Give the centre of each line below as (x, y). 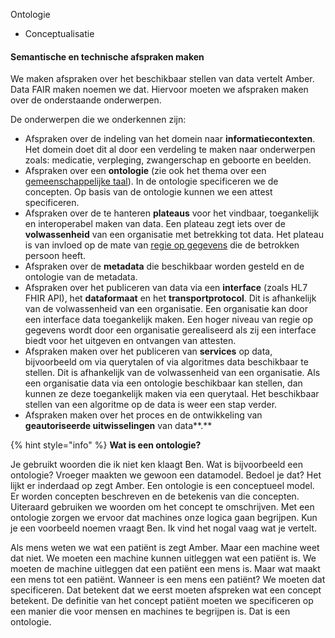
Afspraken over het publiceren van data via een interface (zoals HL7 (166, 288)
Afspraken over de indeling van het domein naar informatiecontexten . (170, 139)
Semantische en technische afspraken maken (107, 56)
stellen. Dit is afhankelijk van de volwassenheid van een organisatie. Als (172, 373)
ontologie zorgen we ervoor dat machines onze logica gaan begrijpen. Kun (164, 518)
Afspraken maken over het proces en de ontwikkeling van (143, 415)
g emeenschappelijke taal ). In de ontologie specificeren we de (151, 181)
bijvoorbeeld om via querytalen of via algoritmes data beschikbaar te (166, 362)
